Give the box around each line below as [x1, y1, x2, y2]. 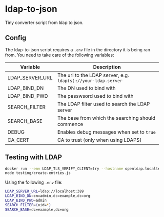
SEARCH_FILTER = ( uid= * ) [5, 202, 51, 207]
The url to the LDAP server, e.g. [57, 72, 129, 79]
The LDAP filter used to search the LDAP [57, 100, 150, 107]
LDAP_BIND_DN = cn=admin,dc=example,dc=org [5, 194, 91, 198]
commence [57, 121, 83, 128]
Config [5, 34, 26, 42]
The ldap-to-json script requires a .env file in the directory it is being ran [5, 46, 150, 52]
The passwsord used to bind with [57, 92, 134, 99]
